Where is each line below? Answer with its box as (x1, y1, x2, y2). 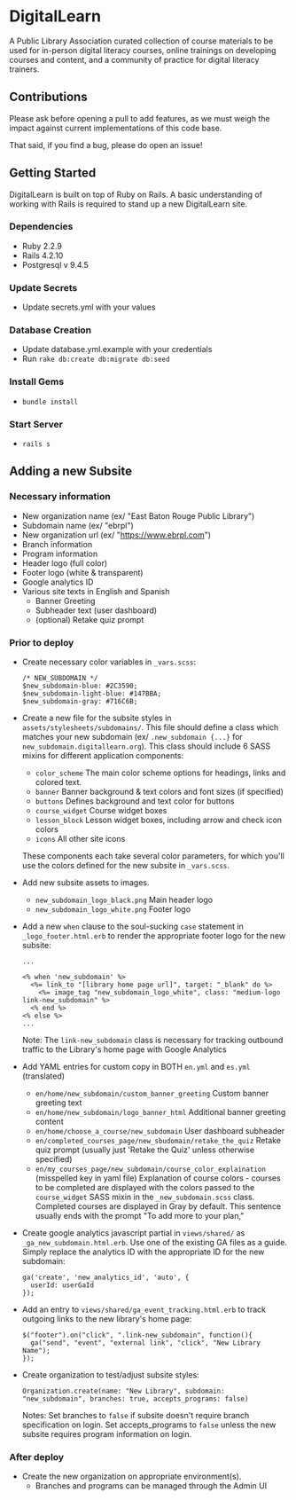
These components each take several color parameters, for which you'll (21, 851, 285, 861)
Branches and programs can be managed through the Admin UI (35, 1480, 268, 1491)
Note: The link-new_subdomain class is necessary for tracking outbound (21, 1035, 284, 1046)
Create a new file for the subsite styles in (21, 712, 172, 724)
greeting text (35, 1097, 82, 1108)
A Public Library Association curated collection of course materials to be (9, 35, 274, 46)
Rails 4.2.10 (21, 250, 64, 261)
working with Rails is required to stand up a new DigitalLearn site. (9, 198, 248, 209)
